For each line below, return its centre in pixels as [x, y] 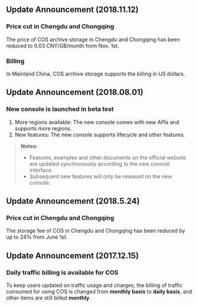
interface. [41, 170]
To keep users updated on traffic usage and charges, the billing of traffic [95, 285]
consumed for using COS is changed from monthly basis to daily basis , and [99, 292]
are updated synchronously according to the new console [100, 164]
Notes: [29, 146]
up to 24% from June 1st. [37, 237]
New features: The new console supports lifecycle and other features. [100, 135]
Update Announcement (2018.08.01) [75, 92]
